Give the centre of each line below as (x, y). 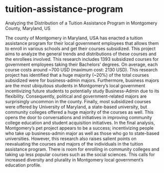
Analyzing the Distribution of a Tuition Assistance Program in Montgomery (81, 23)
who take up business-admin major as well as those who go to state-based (82, 133)
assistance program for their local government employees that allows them (82, 43)
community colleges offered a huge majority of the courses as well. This (79, 112)
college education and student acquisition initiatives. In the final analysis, (80, 123)
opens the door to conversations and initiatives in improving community (79, 117)
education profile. (23, 165)
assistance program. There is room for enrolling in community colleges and (82, 149)
